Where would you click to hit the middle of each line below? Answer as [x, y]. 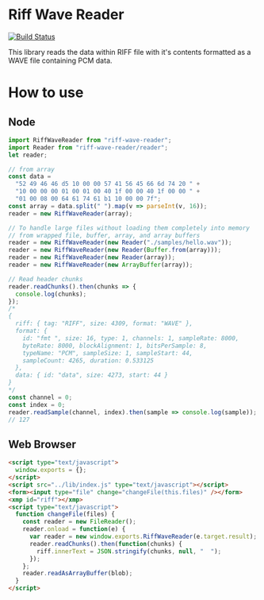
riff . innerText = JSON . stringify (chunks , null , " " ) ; [129, 551]
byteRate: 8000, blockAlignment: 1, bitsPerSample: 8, [115, 346]
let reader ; [28, 155]
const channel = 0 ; [40, 397]
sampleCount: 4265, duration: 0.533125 [88, 360]
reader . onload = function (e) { [74, 529]
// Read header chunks [46, 279]
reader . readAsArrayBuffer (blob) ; [78, 574]
